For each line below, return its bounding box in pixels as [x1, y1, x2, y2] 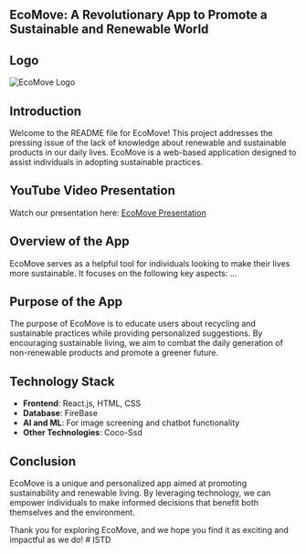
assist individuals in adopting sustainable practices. [9, 157, 204, 168]
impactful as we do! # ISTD [9, 534, 111, 546]
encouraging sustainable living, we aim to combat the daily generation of [9, 338, 283, 349]
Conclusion [9, 454, 77, 469]
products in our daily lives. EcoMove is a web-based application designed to [9, 147, 297, 158]
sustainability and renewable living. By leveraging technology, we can [9, 487, 271, 498]
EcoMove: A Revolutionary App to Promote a [9, 7, 268, 23]
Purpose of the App [9, 294, 123, 309]
